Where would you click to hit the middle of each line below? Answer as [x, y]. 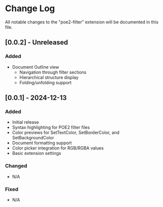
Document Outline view [36, 67]
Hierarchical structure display [49, 77]
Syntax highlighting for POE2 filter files [51, 128]
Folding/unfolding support [45, 82]
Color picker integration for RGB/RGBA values [58, 148]
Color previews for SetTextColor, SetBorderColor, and [66, 132]
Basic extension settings [36, 153]
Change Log [30, 9]
